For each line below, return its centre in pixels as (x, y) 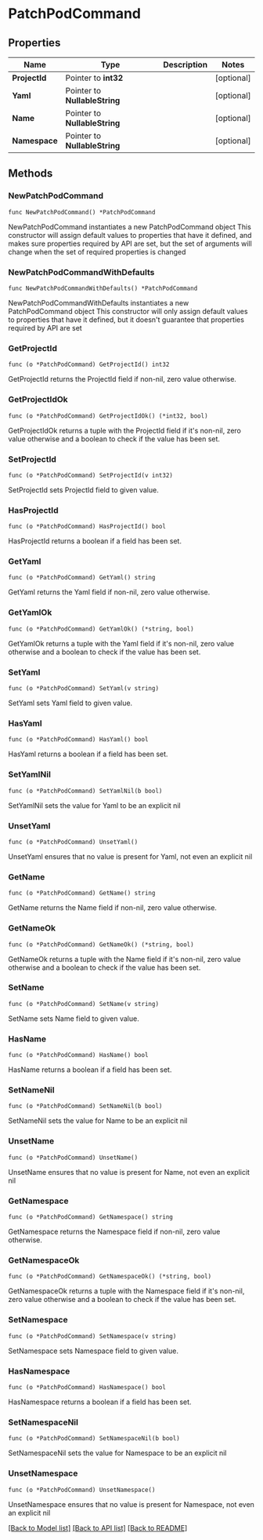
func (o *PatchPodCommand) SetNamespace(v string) (92, 1336)
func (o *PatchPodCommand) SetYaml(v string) (83, 689)
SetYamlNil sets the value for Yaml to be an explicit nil (95, 805)
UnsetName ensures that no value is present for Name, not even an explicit (129, 1172)
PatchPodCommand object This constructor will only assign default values (128, 311)
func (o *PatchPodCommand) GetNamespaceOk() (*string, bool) (110, 1277)
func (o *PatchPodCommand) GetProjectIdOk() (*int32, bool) (108, 416)
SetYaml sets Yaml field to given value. (70, 703)
